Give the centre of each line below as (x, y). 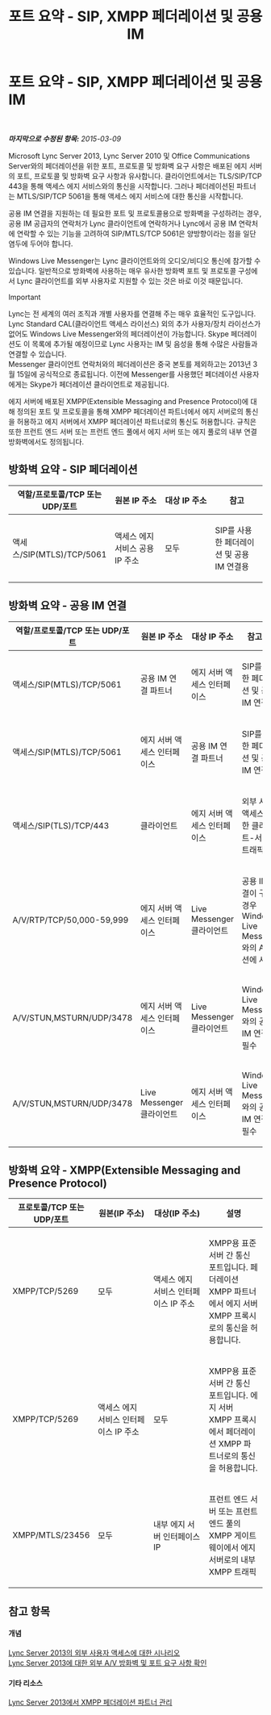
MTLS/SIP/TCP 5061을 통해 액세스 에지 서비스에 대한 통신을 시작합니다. (130, 196)
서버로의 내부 (232, 1560)
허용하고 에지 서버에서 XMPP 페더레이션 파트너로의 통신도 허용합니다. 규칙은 (136, 421)
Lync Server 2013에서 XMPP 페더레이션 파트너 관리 (90, 1702)
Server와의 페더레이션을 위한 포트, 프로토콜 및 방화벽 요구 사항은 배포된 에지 (128, 165)
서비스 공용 (134, 548)
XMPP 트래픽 (232, 1572)
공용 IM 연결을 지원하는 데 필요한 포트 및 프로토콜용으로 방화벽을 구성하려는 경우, (135, 213)
